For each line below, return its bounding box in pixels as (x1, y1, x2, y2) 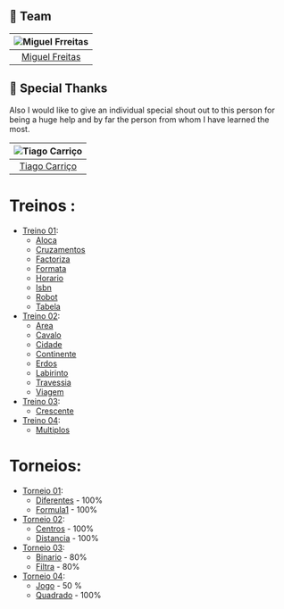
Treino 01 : (21, 225, 59, 236)
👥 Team (9, 9, 52, 24)
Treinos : (9, 196, 76, 215)
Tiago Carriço (19, 160, 78, 172)
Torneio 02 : (21, 513, 65, 524)
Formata (35, 263, 67, 273)
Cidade (35, 338, 63, 349)
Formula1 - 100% (35, 504, 98, 514)
